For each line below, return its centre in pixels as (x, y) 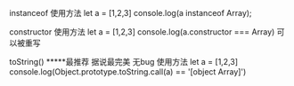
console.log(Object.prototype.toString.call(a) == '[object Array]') (128, 72)
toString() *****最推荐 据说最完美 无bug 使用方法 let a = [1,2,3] (124, 62)
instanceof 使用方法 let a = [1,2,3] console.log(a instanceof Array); (131, 13)
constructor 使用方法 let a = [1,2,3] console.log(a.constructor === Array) (142, 32)
